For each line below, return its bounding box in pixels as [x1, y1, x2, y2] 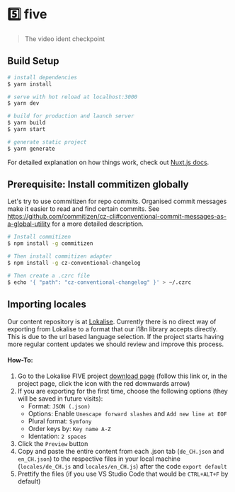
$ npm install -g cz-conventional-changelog [7, 260, 141, 267]
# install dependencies [7, 74, 78, 81]
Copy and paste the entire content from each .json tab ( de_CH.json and [17, 447, 224, 455]
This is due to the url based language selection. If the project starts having [7, 332, 224, 341]
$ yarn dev [7, 100, 40, 107]
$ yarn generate [7, 145, 55, 152]
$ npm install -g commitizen [7, 240, 93, 247]
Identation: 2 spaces [28, 432, 87, 440]
